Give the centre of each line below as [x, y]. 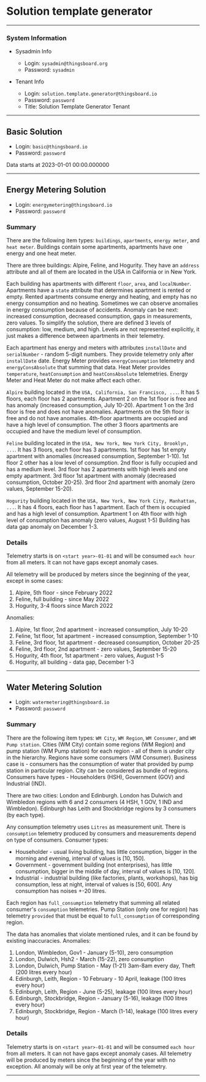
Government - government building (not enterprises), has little [94, 865]
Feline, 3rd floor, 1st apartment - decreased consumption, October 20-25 [107, 643]
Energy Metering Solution [56, 190]
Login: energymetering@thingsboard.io [63, 204]
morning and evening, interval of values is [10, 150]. [80, 858]
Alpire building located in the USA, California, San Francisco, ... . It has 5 [103, 392]
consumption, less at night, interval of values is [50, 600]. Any [93, 884]
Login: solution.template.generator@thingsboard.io [91, 94]
